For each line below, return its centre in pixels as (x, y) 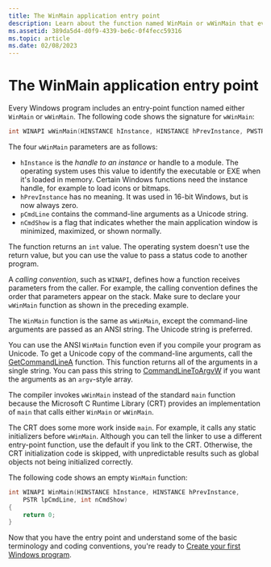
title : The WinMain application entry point (84, 16)
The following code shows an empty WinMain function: (98, 477)
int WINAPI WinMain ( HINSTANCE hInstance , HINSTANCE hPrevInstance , (124, 492)
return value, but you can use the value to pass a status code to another (128, 255)
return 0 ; (40, 515)
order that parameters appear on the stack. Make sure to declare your (124, 296)
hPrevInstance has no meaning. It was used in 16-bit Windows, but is (134, 196)
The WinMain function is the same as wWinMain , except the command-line (128, 320)
